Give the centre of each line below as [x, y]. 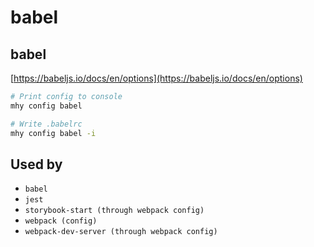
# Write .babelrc [46, 124]
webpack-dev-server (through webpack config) [121, 232]
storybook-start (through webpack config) [114, 211]
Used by [36, 164]
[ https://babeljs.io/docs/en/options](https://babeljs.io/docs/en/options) [156, 78]
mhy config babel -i [53, 133]
